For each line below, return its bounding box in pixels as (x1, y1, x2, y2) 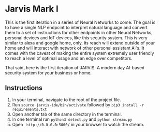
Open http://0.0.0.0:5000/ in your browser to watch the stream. (12, 121, 144, 127)
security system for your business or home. (5, 70, 92, 75)
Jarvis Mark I (5, 3, 59, 15)
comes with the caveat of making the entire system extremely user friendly (5, 50, 154, 56)
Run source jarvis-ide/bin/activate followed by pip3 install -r (12, 102, 144, 107)
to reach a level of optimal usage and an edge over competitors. (5, 55, 132, 61)
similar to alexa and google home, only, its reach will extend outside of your (5, 40, 155, 45)
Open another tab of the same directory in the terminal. (12, 111, 122, 117)
